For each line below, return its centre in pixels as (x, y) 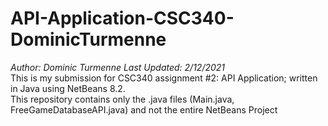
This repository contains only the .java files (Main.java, (122, 99)
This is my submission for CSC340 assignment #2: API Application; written (164, 78)
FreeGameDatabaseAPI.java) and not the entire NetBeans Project (144, 109)
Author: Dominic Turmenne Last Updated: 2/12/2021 (118, 67)
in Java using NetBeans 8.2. (68, 88)
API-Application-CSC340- (122, 18)
